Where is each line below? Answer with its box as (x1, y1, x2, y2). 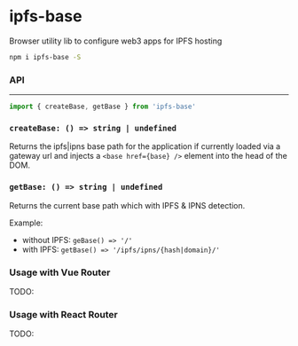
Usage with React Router (9, 308, 118, 320)
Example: (9, 217, 43, 228)
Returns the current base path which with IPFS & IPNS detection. (9, 200, 246, 210)
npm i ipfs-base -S (9, 52, 82, 61)
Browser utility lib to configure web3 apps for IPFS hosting (9, 35, 223, 46)
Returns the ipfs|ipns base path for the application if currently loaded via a (9, 141, 281, 152)
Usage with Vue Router (9, 266, 111, 279)
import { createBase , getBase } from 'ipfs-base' (9, 102, 197, 112)
